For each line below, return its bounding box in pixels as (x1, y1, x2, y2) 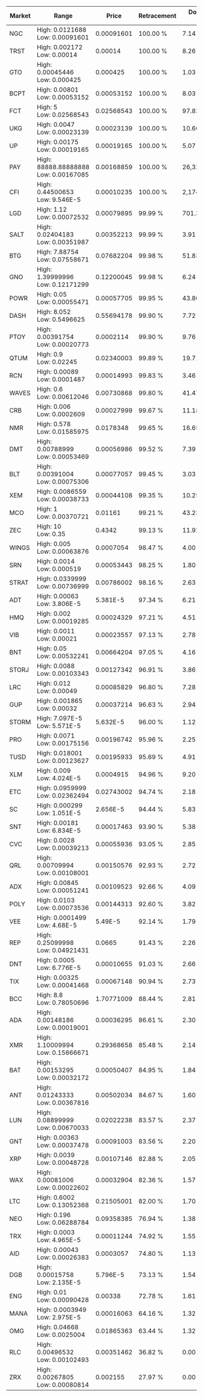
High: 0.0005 (37, 956, 75, 964)
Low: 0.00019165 (37, 146, 89, 153)
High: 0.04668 (37, 1323, 79, 1331)
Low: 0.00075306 (37, 477, 89, 486)
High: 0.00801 (37, 86, 79, 93)
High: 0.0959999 (37, 784, 86, 792)
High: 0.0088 (37, 662, 75, 670)
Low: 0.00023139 (37, 128, 89, 136)
